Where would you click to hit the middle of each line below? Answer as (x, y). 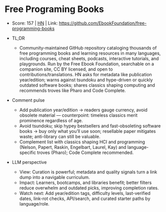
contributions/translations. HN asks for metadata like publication (85, 74)
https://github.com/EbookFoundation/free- (103, 23)
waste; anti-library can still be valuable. (60, 136)
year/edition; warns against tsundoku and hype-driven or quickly (86, 80)
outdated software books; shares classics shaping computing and (87, 85)
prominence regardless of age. (51, 120)
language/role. (34, 203)
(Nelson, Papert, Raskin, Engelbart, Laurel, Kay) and (73, 147)
